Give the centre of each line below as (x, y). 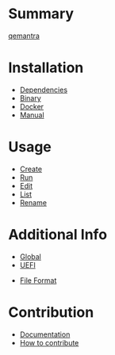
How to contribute (49, 342)
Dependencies (44, 90)
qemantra (24, 36)
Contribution (51, 312)
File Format (38, 280)
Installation (46, 68)
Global (30, 256)
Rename (33, 202)
